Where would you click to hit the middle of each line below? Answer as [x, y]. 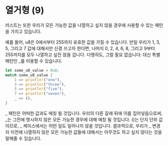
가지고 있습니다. [26, 31]
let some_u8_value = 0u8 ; [32, 70]
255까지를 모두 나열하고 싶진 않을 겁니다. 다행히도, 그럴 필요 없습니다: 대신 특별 [83, 54]
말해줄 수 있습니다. [23, 138]
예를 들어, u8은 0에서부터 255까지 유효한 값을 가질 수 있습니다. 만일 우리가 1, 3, [83, 42]
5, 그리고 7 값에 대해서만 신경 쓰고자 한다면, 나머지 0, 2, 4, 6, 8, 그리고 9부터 [80, 48]
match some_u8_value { [29, 75]
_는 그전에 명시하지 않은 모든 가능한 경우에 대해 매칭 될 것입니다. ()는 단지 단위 [81, 119]
